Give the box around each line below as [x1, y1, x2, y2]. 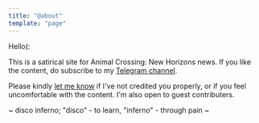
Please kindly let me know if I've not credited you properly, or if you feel [8, 81, 247, 91]
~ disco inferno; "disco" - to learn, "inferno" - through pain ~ [8, 105, 210, 115]
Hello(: [8, 41, 31, 51]
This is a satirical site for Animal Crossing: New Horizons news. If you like [8, 57, 252, 67]
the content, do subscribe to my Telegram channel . [8, 65, 178, 75]
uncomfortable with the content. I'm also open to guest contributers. [8, 89, 235, 99]
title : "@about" [8, 11, 63, 20]
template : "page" [8, 19, 67, 27]
